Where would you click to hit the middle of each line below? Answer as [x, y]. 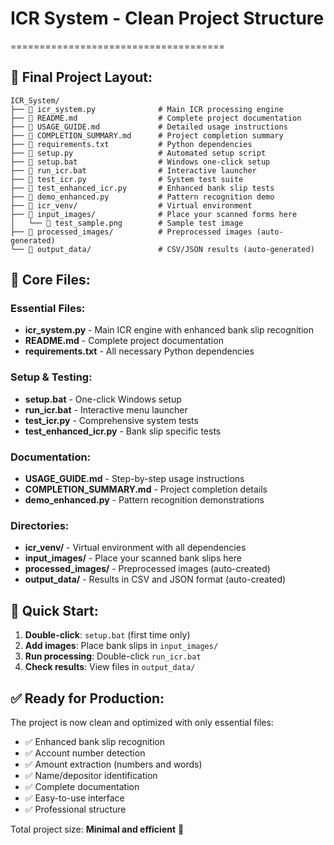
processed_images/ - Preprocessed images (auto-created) [147, 569]
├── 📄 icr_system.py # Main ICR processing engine [147, 109]
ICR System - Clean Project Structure [167, 18]
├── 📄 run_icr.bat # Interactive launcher [133, 170]
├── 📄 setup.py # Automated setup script [138, 153]
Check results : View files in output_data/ [110, 667]
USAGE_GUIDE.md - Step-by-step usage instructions [134, 479]
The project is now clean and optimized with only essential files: [142, 722]
